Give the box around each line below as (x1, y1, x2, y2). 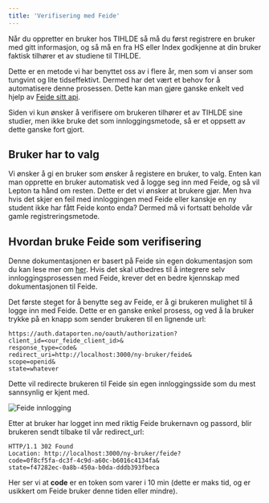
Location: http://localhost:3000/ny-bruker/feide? (8, 450, 181, 458)
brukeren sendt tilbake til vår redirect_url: (8, 427, 145, 437)
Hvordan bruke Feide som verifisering (8, 234, 202, 249)
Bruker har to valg (8, 148, 100, 161)
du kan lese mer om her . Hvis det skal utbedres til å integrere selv (8, 265, 226, 274)
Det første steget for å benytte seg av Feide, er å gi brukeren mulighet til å (8, 298, 253, 307)
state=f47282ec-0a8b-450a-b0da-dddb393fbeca (8, 464, 160, 472)
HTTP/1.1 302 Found (8, 443, 74, 451)
